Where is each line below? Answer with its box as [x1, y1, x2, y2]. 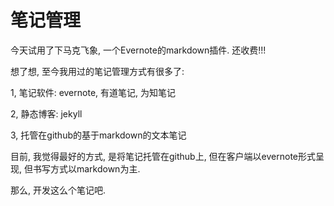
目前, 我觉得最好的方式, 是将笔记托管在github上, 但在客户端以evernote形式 [10, 150, 317, 162]
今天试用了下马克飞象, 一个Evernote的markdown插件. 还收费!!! [10, 44, 267, 56]
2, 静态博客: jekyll [10, 107, 83, 120]
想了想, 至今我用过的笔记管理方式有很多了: [10, 65, 185, 77]
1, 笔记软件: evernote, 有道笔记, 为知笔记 [10, 86, 176, 98]
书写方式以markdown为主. [32, 162, 141, 175]
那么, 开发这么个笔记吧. [10, 184, 107, 196]
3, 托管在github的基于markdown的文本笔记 [10, 129, 187, 141]
